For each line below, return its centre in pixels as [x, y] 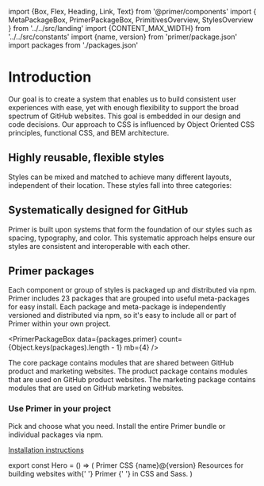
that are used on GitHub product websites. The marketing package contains [132, 380]
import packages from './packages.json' [73, 45]
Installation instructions [46, 450]
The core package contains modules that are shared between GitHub [121, 363]
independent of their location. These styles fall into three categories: [120, 185]
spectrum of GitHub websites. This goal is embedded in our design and [124, 116]
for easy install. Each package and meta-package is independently [117, 307]
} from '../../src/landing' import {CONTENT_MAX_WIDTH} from [110, 28]
